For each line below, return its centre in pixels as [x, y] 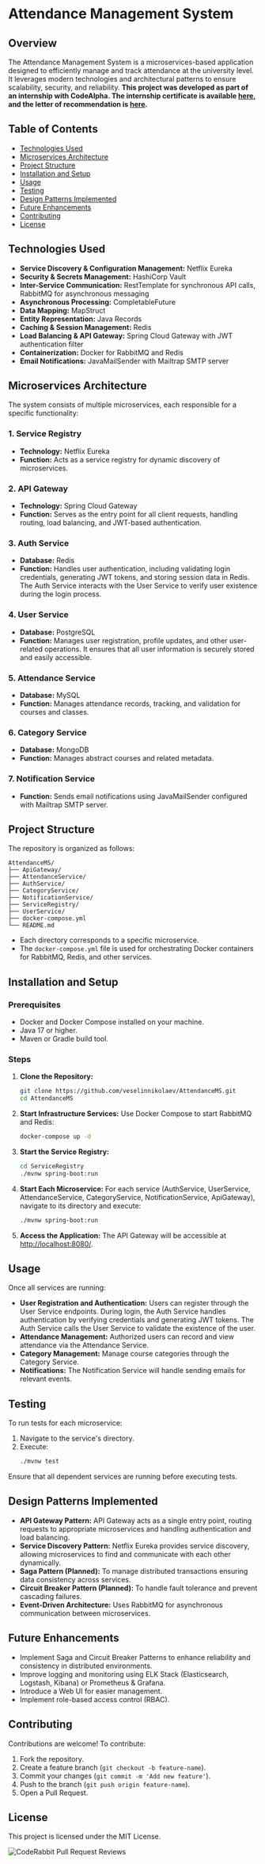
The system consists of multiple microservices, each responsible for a [123, 405]
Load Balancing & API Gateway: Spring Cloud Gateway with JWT [126, 336]
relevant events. [46, 1379]
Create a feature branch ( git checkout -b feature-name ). [113, 1767]
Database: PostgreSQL [57, 632]
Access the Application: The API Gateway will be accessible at [123, 1235]
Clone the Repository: [56, 1076]
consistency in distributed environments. [86, 1666]
